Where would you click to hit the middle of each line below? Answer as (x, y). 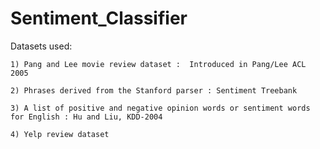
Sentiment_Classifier (99, 18)
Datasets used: (41, 46)
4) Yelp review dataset (60, 134)
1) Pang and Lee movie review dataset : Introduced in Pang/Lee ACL (158, 64)
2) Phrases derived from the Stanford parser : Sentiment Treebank (154, 90)
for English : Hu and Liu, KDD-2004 (86, 117)
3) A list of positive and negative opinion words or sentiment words (160, 108)
